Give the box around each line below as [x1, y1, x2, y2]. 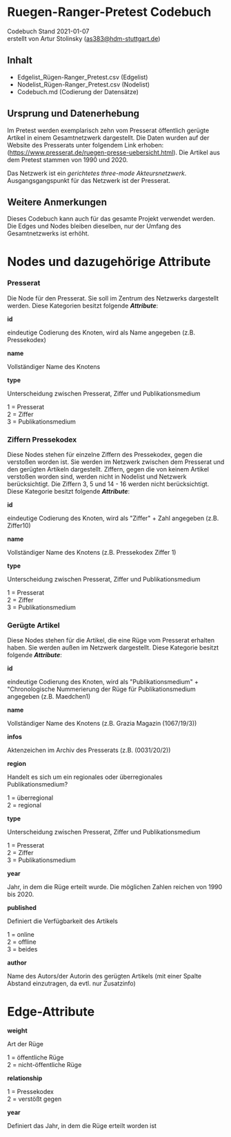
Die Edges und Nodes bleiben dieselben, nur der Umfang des [7, 222, 181, 231]
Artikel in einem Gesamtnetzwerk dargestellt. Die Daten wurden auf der [7, 133, 210, 142]
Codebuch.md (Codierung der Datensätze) [17, 87, 139, 96]
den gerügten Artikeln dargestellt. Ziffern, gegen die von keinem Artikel [7, 465, 209, 474]
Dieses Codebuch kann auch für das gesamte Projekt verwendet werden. [7, 215, 216, 223]
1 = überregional [7, 794, 54, 802]
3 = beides [7, 945, 38, 954]
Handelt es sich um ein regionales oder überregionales [7, 773, 163, 781]
